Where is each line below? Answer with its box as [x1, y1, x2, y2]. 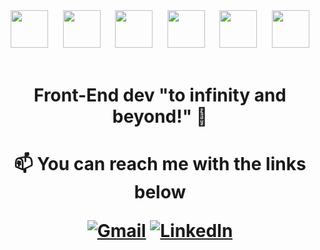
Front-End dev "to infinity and [33, 84, 287, 107]
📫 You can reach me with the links [13, 153, 307, 176]
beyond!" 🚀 [111, 105, 209, 128]
